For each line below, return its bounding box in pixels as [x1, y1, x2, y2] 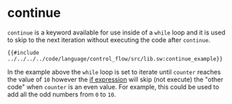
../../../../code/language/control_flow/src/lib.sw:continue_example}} [7, 55, 223, 63]
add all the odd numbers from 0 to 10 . [7, 90, 117, 98]
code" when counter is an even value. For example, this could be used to [7, 82, 219, 91]
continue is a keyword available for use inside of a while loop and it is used [7, 28, 226, 37]
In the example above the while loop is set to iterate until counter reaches [7, 67, 221, 76]
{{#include [7, 49, 40, 56]
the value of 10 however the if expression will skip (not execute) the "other [7, 75, 224, 84]
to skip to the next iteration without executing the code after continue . [7, 35, 211, 44]
